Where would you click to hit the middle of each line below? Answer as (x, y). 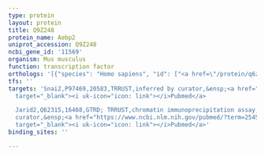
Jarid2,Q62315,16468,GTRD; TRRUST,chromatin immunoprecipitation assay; (137, 110)
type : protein (32, 15)
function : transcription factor (61, 67)
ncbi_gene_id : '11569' (45, 52)
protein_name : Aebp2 (42, 37)
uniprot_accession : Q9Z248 (52, 45)
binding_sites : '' (38, 132)
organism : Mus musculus (47, 60)
